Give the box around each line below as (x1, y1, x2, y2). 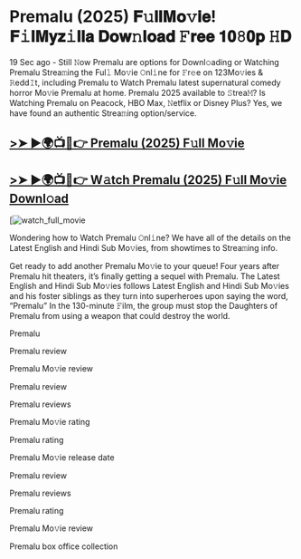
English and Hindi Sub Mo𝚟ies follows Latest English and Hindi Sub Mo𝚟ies (9, 281, 289, 292)
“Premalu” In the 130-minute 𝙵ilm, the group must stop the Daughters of (9, 301, 278, 312)
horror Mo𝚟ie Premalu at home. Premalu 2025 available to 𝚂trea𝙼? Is (9, 87, 267, 98)
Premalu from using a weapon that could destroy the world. (9, 311, 230, 322)
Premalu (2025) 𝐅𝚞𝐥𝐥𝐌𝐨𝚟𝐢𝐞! (9, 6, 217, 27)
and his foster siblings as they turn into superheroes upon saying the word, (9, 291, 289, 302)
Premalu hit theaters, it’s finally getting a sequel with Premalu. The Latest (9, 271, 280, 282)
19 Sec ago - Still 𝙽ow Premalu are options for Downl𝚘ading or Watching (9, 56, 280, 67)
